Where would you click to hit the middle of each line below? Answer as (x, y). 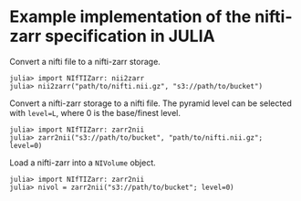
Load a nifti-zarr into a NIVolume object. (83, 163)
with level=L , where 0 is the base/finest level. (95, 112)
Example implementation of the (130, 17)
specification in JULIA (130, 36)
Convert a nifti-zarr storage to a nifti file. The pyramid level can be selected (150, 103)
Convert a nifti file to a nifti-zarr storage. (85, 61)
